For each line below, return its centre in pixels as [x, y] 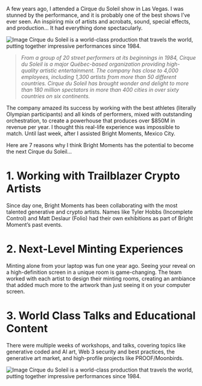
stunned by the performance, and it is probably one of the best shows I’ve [98, 15]
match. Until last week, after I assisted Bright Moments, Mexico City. [91, 133]
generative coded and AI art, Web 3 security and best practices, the [90, 352]
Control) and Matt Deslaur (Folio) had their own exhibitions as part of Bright [100, 218]
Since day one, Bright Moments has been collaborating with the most [92, 205]
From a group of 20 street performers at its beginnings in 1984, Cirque [108, 58]
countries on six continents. [55, 96]
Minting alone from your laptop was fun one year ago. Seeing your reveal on [101, 265]
